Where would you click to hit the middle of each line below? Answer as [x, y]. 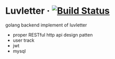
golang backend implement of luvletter [46, 25]
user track [24, 40]
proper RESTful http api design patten [53, 35]
